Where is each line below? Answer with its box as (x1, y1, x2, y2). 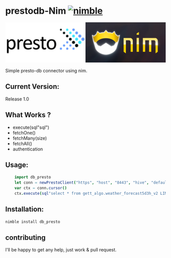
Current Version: (5, 82, 60, 91)
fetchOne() (12, 130, 36, 136)
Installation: (5, 205, 44, 214)
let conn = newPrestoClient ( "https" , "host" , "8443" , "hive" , (14, 180, 149, 186)
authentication (12, 146, 43, 152)
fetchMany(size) (12, 135, 47, 141)
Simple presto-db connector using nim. (5, 67, 88, 73)
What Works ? (5, 111, 51, 119)
